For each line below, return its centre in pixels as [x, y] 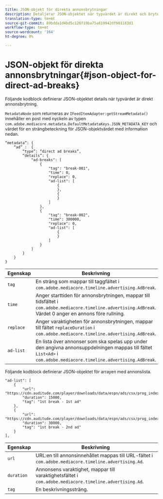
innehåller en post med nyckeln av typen [46, 118]
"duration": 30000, [42, 423]
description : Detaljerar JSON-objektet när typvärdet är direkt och [76, 14]
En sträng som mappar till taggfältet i [78, 281]
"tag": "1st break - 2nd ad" [52, 427]
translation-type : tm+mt [30, 18]
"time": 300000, [65, 219]
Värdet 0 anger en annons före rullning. [80, 313]
